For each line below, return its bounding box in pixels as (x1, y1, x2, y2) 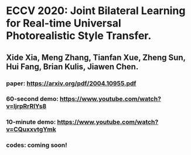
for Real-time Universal (6, 16, 121, 30)
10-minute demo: (6, 118, 56, 126)
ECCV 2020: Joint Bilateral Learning (6, 4, 186, 18)
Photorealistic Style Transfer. (6, 29, 152, 42)
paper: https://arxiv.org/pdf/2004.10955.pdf (6, 79, 137, 87)
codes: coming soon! (6, 141, 67, 149)
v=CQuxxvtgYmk (6, 125, 57, 133)
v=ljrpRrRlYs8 (6, 102, 47, 110)
